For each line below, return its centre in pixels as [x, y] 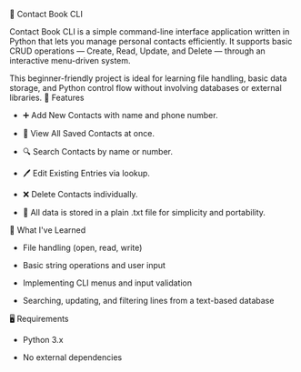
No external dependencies [72, 357]
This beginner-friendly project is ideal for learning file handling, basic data [148, 78]
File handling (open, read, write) [82, 247]
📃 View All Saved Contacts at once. [88, 133]
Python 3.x [43, 340]
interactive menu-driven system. [70, 60]
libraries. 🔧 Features [47, 97]
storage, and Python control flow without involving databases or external [145, 88]
